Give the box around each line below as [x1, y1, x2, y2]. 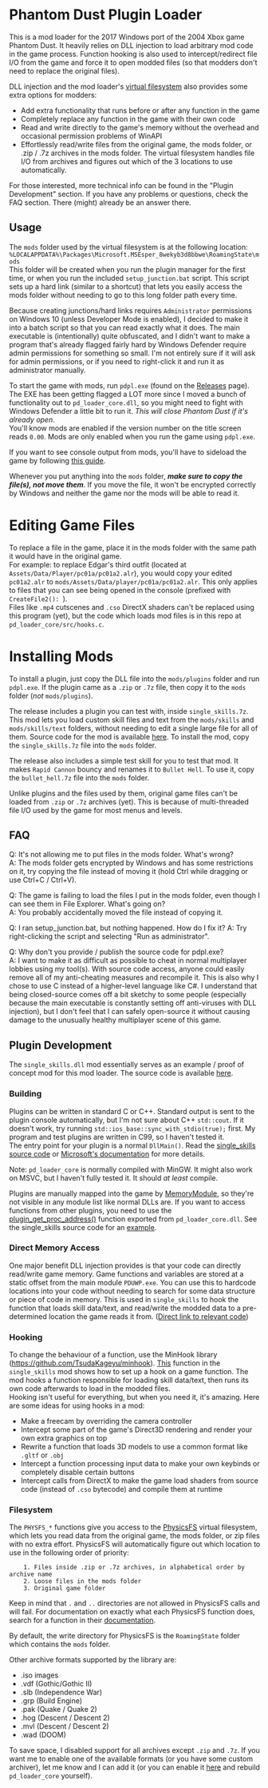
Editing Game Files [9, 516, 135, 534]
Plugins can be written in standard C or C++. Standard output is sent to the [9, 1106, 255, 1116]
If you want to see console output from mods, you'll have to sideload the [9, 447, 246, 457]
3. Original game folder [23, 1585, 106, 1593]
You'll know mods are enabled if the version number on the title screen [9, 423, 242, 433]
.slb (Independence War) [20, 1687, 103, 1698]
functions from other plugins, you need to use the [9, 1205, 172, 1215]
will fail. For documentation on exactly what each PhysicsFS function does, [9, 1607, 255, 1617]
